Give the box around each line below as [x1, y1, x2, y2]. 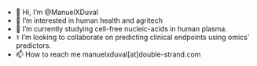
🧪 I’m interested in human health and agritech [15, 16, 163, 25]
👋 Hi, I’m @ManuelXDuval [15, 8, 99, 16]
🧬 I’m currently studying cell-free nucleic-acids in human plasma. [15, 24, 228, 33]
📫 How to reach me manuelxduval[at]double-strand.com [15, 49, 201, 59]
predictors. [15, 41, 52, 50]
